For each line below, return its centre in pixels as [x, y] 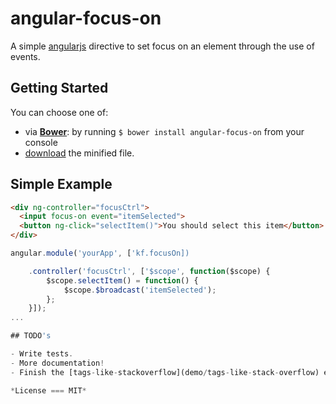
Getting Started [59, 88]
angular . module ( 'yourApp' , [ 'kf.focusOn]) [100, 253]
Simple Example [61, 184]
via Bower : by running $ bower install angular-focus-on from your [164, 131]
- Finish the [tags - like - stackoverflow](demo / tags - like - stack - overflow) [165, 372]
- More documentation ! [57, 363]
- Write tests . [42, 354]
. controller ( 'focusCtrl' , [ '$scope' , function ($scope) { [149, 271]
